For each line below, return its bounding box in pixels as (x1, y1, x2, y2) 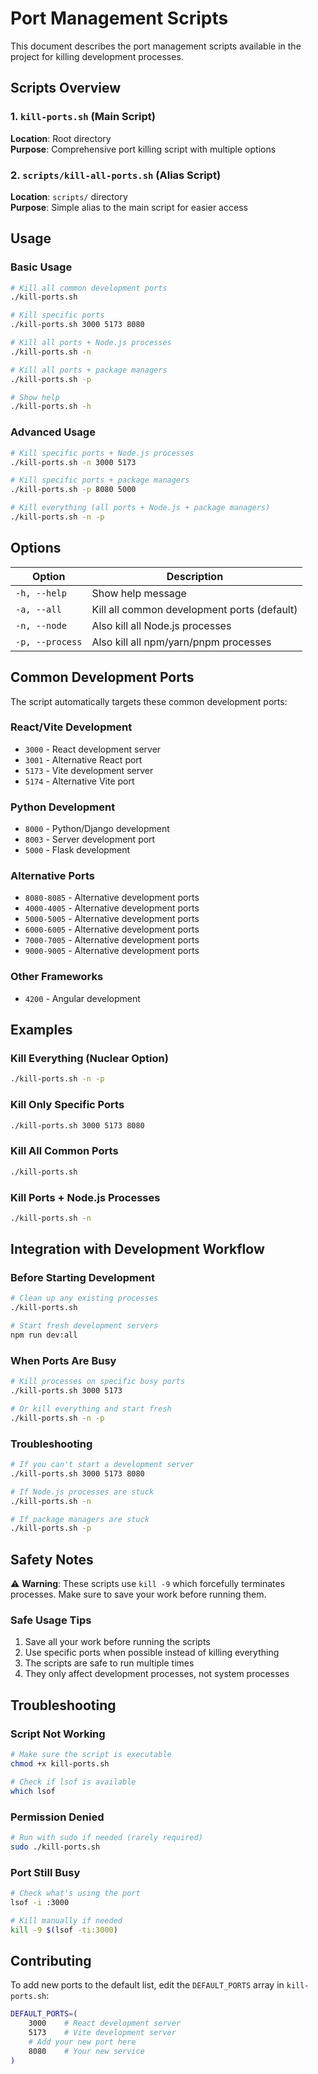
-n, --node (15, 620, 67, 631)
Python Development (10, 800, 116, 814)
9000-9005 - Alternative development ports (24, 945, 200, 957)
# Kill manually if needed (10, 1915, 123, 1926)
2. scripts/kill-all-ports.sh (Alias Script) (10, 168, 222, 182)
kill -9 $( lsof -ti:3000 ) (10, 1925, 118, 1935)
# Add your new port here (28, 2037, 137, 2047)
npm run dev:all (10, 1330, 78, 1341)
